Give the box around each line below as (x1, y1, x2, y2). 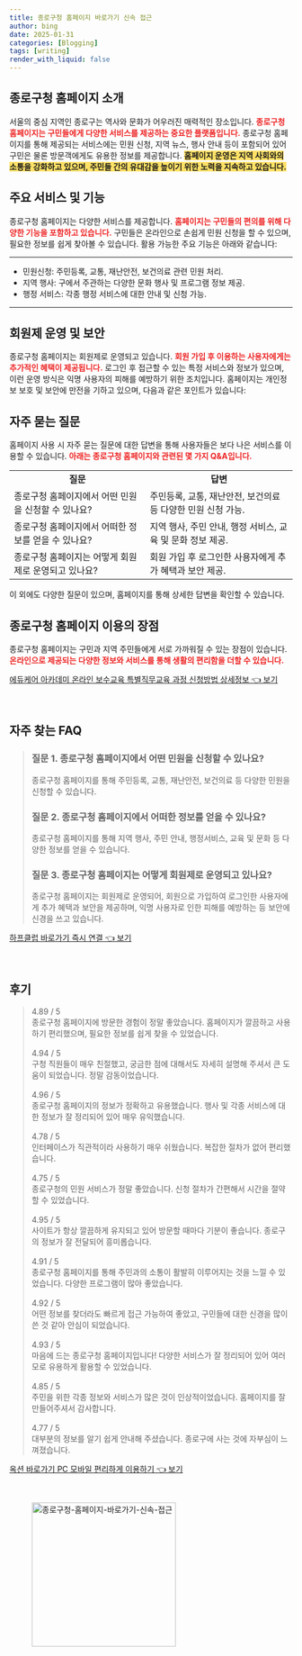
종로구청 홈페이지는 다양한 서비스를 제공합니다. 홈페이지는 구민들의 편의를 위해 (9, 215, 282, 226)
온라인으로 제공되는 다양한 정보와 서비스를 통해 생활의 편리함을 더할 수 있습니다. (9, 655, 285, 666)
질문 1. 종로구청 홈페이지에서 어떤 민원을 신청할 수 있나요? (31, 753, 265, 765)
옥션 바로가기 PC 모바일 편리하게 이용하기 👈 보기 (9, 1464, 183, 1475)
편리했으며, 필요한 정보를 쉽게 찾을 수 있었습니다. (48, 1028, 218, 1039)
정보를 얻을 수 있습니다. (48, 844, 130, 855)
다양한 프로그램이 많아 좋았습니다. (65, 1278, 183, 1289)
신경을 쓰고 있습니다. (31, 913, 104, 924)
